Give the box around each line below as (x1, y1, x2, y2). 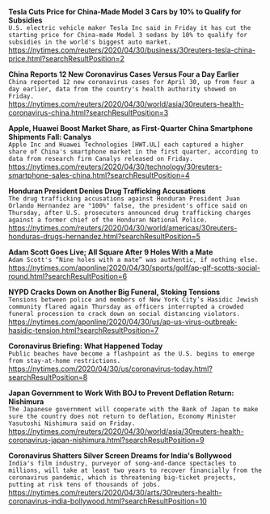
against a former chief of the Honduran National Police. (8, 216, 208, 224)
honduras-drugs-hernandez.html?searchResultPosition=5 (8, 232, 200, 241)
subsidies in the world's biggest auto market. (8, 38, 172, 46)
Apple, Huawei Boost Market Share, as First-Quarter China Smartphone (8, 124, 253, 133)
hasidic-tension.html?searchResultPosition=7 (8, 326, 159, 335)
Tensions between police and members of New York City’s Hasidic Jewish (8, 296, 259, 304)
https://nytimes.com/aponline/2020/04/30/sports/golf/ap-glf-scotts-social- (8, 263, 261, 272)
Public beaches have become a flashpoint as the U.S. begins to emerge (8, 350, 255, 358)
